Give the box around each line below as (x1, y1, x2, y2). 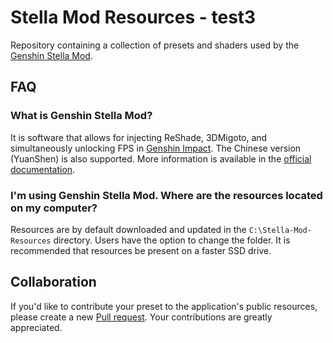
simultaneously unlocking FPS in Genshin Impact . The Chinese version (10, 142, 302, 154)
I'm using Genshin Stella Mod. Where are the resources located (10, 188, 323, 202)
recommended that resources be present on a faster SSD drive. (10, 244, 272, 256)
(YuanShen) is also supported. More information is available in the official (10, 152, 312, 165)
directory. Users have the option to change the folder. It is (53, 234, 291, 246)
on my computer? (10, 201, 98, 215)
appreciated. (10, 321, 63, 333)
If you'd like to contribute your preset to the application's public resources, (10, 300, 318, 312)
